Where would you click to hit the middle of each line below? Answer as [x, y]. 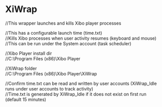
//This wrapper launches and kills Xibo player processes [63, 23]
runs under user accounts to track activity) [49, 88]
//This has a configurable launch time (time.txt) [54, 33]
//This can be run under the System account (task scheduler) [68, 43]
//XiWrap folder [21, 68]
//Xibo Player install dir [29, 53]
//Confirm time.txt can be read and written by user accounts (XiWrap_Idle [81, 83]
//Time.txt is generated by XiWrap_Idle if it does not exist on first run [76, 94]
